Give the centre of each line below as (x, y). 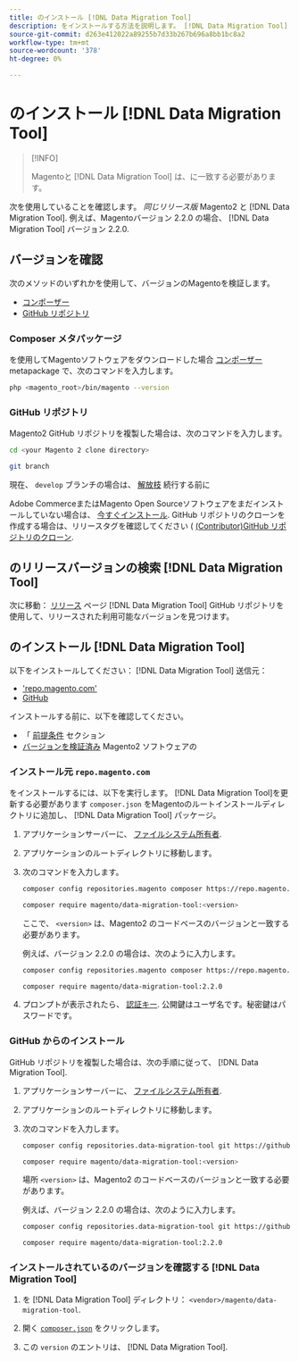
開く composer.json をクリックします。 (93, 1328)
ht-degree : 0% (36, 59)
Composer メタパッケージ (66, 338)
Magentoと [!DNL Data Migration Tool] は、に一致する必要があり (149, 176)
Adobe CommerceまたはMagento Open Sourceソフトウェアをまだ (131, 503)
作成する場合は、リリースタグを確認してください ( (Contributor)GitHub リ (144, 526)
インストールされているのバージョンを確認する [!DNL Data (135, 1267)
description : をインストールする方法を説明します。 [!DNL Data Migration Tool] (149, 26)
